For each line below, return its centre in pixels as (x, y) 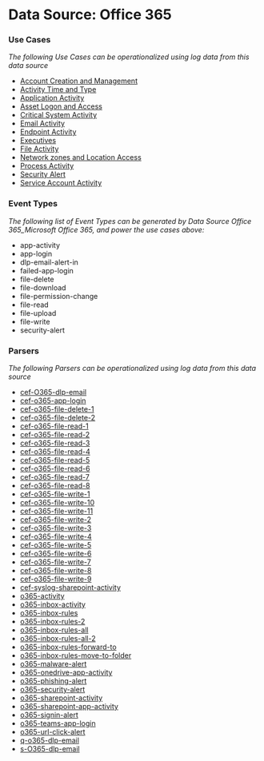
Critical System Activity (58, 115)
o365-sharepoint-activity (61, 698)
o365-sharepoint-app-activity (69, 707)
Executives (38, 141)
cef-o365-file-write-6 (56, 554)
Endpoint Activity (48, 132)
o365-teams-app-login (58, 723)
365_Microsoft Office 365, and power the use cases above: (106, 229)
